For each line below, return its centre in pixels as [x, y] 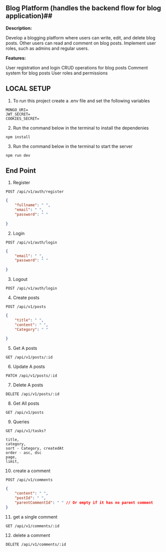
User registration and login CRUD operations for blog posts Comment [77, 67]
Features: [16, 58]
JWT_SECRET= [18, 114]
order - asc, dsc [24, 453]
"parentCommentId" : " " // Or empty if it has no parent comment [84, 503]
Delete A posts [28, 385]
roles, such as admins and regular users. [47, 48]
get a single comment [35, 517]
